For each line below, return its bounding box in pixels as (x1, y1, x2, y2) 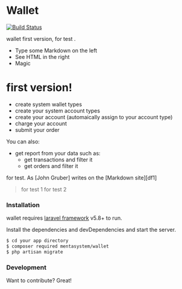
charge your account (14, 120, 67, 127)
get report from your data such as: (14, 149, 101, 157)
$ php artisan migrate (6, 249, 63, 255)
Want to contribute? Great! (6, 277, 72, 284)
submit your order (14, 126, 60, 133)
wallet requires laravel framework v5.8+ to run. (6, 214, 122, 222)
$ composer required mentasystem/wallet (6, 243, 110, 250)
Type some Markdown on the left (14, 46, 98, 54)
